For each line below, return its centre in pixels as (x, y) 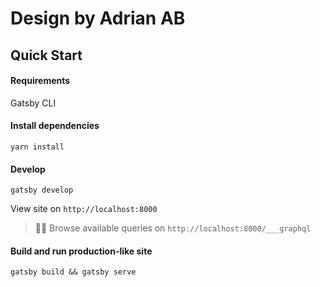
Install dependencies (55, 126)
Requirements (40, 81)
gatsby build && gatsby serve (73, 272)
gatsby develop (42, 190)
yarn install (37, 147)
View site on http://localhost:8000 (84, 209)
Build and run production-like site (81, 251)
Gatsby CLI (33, 103)
